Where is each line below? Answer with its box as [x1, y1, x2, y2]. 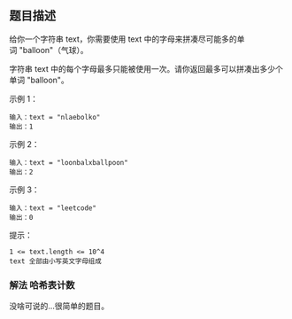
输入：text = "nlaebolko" [9, 113, 101, 121]
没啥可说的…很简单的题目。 [9, 300, 110, 312]
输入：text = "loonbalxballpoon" [9, 158, 128, 167]
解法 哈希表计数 [9, 278, 75, 291]
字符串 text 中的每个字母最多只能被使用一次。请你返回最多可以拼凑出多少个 [9, 63, 283, 74]
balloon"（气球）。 [22, 44, 88, 55]
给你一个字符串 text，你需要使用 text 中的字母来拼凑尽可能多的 [9, 34, 237, 44]
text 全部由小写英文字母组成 [9, 256, 102, 266]
